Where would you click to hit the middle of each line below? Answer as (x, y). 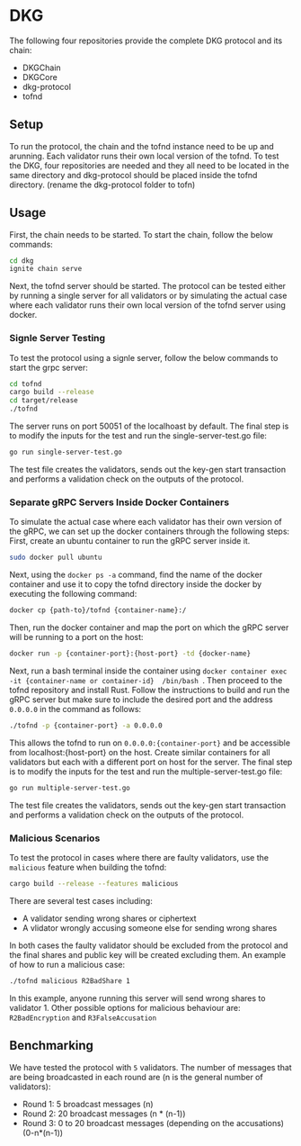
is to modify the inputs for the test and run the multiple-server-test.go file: (146, 772)
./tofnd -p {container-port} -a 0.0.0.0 (86, 726)
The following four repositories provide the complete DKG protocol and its (146, 41)
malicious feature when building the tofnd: (88, 867)
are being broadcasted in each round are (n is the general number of (136, 1077)
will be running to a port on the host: (76, 637)
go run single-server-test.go (66, 452)
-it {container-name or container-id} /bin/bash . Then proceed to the (146, 680)
